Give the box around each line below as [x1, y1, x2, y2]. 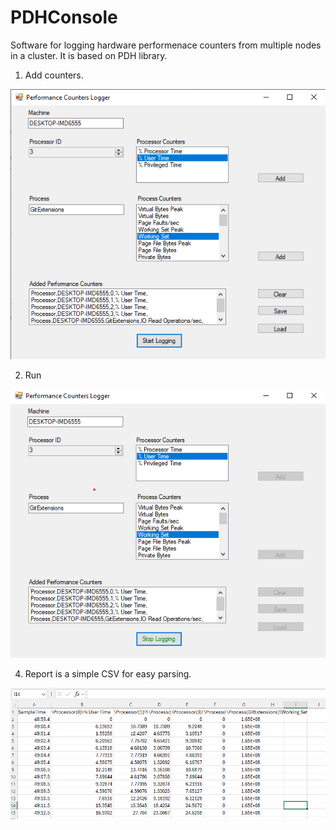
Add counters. [24, 69, 84, 81]
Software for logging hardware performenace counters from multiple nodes [10, 39, 322, 51]
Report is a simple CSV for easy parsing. [24, 668, 192, 680]
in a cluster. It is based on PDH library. [10, 49, 168, 61]
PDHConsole [10, 6, 118, 29]
